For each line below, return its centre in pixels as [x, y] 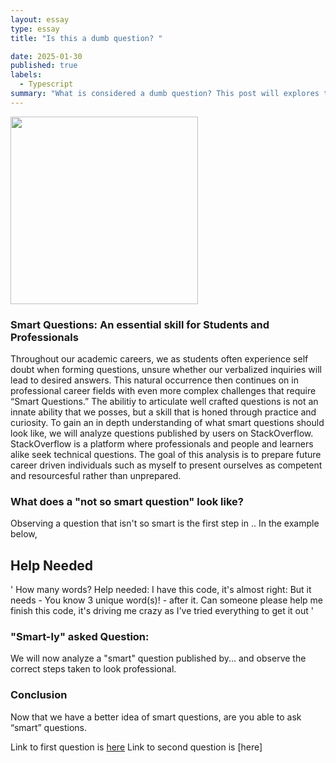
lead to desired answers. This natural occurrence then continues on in [154, 380]
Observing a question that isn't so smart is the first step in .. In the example [165, 523]
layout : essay [40, 19]
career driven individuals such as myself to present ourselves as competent [166, 465]
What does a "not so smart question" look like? [127, 501]
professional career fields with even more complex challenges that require [163, 391]
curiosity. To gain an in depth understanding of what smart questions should [167, 423]
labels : [26, 75]
